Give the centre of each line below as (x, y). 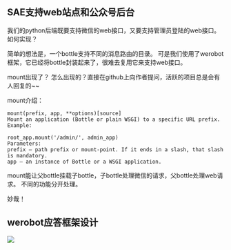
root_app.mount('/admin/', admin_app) (63, 137)
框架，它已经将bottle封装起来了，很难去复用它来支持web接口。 (97, 62)
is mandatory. (28, 155)
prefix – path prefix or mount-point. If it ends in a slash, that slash (115, 150)
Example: (20, 125)
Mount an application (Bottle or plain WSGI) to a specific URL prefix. (114, 119)
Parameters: (24, 144)
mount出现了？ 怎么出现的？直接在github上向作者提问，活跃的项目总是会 (111, 77)
